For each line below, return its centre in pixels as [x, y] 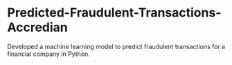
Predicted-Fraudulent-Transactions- [114, 13]
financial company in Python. [48, 54]
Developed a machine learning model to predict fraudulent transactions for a [116, 46]
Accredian [37, 27]
